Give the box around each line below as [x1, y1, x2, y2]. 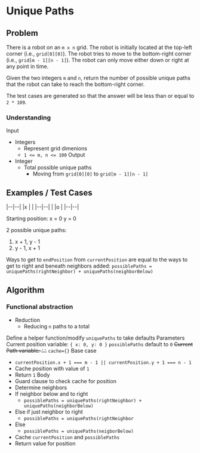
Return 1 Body [14, 371, 50, 378]
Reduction [14, 316, 41, 323]
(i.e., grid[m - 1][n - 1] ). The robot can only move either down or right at [6, 57, 189, 63]
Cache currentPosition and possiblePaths [14, 433, 120, 440]
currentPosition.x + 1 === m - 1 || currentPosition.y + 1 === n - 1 [14, 359, 192, 365]
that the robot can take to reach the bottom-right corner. [6, 81, 145, 88]
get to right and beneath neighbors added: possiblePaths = [6, 263, 152, 270]
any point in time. [6, 63, 49, 70]
